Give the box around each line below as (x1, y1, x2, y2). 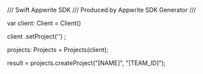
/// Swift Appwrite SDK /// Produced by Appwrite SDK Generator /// (7, 6, 197, 14)
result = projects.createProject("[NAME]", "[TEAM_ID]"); (7, 59, 166, 67)
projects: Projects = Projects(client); (7, 46, 109, 53)
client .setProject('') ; (7, 32, 67, 40)
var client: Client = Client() (7, 19, 82, 27)
